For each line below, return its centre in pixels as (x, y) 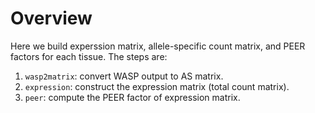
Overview (51, 18)
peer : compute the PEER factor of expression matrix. (132, 97)
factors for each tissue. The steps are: (89, 56)
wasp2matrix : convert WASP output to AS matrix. (124, 76)
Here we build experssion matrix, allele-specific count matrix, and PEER (158, 46)
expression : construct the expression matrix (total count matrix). (157, 86)
